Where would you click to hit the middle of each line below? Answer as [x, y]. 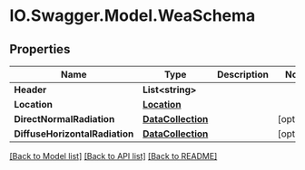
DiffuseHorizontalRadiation [74, 134]
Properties [40, 49]
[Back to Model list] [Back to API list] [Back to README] [113, 156]
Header [30, 90]
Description [243, 75]
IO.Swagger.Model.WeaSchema [133, 16]
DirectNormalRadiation [64, 119]
